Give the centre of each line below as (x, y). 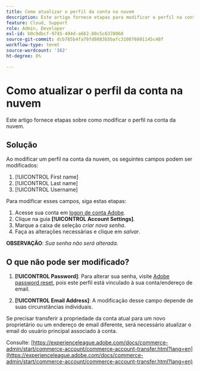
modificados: (22, 166)
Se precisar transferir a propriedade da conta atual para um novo (86, 319)
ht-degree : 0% (24, 56)
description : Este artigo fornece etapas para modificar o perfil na (94, 17)
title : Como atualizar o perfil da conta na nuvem (70, 12)
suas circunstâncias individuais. (54, 307)
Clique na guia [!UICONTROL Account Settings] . (75, 219)
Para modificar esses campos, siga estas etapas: (66, 201)
